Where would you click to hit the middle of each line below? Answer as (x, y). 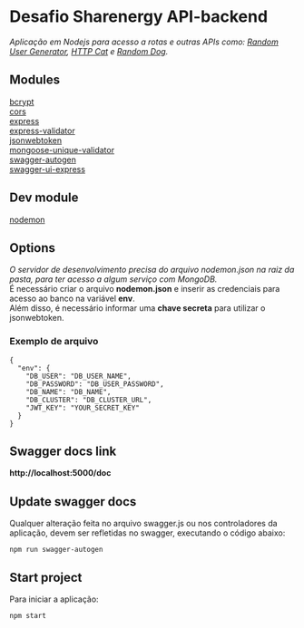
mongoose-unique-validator (62, 150)
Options (33, 248)
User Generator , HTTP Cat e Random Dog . (89, 51)
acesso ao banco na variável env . (73, 299)
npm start (28, 616)
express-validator (42, 130)
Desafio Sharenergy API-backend (139, 17)
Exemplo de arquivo (54, 342)
